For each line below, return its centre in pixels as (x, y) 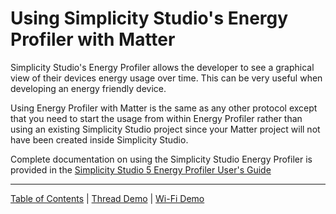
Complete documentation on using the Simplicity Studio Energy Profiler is (161, 159)
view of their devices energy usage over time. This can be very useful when (166, 78)
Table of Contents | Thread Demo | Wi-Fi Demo (107, 198)
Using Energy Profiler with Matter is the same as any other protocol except (164, 108)
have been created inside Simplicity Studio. (99, 139)
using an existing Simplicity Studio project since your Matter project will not (165, 129)
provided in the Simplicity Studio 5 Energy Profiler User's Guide (141, 169)
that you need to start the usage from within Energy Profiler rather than (156, 118)
